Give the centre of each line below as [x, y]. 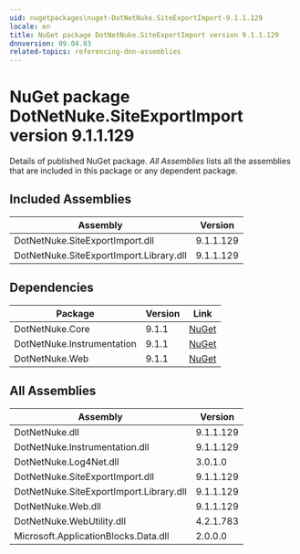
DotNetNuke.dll [47, 432]
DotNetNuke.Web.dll [58, 506]
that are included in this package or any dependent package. [124, 171]
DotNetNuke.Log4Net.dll [67, 462]
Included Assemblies [71, 199]
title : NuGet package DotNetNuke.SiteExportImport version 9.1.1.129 [145, 35]
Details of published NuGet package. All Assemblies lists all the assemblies [150, 162]
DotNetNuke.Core [52, 329]
